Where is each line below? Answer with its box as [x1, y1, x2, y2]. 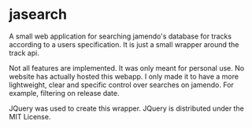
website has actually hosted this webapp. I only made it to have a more [9, 71, 239, 81]
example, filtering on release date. [9, 88, 120, 97]
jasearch [9, 5, 68, 24]
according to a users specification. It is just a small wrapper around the [9, 39, 239, 49]
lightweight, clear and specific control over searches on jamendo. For [9, 80, 235, 90]
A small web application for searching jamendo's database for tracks [9, 31, 232, 41]
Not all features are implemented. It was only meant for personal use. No [9, 63, 245, 72]
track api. [9, 48, 40, 57]
